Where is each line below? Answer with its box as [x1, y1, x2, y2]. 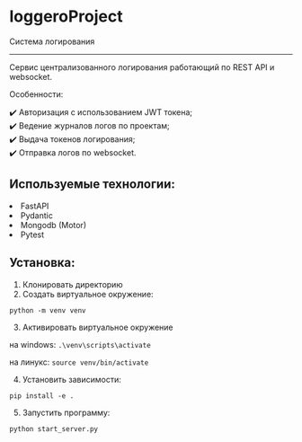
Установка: [9, 255, 75, 270]
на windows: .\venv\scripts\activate [9, 339, 151, 349]
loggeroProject [9, 6, 123, 27]
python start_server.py [9, 424, 99, 433]
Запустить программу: [22, 407, 111, 418]
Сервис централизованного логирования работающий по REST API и [9, 61, 275, 73]
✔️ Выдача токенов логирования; [9, 133, 136, 145]
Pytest [21, 229, 45, 240]
